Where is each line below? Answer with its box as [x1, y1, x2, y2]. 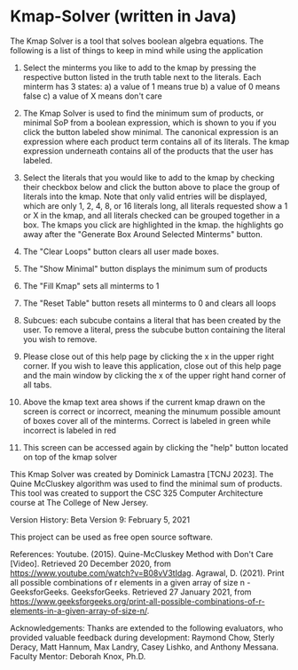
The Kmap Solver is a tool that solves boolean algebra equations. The [10, 36, 264, 46]
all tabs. [22, 379, 52, 390]
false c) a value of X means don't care [22, 91, 162, 101]
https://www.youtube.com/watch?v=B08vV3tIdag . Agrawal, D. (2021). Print [10, 567, 285, 578]
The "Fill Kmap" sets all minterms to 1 [22, 280, 160, 291]
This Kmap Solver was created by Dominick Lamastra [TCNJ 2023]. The [10, 468, 274, 479]
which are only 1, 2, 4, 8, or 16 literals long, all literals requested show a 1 [22, 200, 288, 211]
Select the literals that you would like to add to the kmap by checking [22, 171, 275, 183]
